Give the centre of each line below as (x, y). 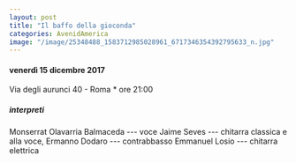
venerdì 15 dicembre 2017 (57, 70)
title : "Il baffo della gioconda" (73, 26)
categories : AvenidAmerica (59, 33)
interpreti (27, 110)
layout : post (33, 17)
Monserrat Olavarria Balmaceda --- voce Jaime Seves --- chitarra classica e (148, 132)
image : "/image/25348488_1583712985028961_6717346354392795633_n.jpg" (142, 42)
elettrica (24, 151)
